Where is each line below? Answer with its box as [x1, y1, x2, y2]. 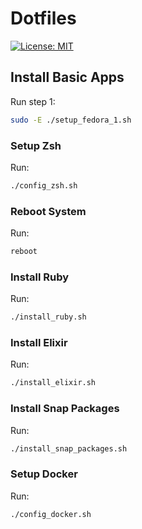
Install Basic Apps [10, 69, 125, 86]
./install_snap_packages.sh [10, 443, 128, 454]
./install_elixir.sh [10, 378, 97, 388]
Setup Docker [10, 467, 78, 481]
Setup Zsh [10, 138, 62, 152]
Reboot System [10, 204, 87, 218]
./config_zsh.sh [10, 180, 78, 191]
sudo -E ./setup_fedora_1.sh [10, 115, 132, 125]
